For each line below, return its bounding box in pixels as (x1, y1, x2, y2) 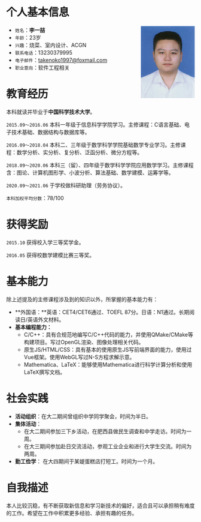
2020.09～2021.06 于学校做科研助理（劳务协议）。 (6, 181, 126, 189)
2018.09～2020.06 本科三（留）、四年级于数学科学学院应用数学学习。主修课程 (6, 161, 194, 169)
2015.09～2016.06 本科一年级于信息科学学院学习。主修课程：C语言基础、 (6, 121, 185, 128)
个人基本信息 (6, 5, 70, 19)
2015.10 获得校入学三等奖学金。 (6, 238, 85, 246)
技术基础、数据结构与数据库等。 (11, 128, 90, 136)
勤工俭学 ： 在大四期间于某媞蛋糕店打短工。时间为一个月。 (14, 457, 159, 465)
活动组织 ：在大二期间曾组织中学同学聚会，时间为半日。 (14, 412, 151, 420)
